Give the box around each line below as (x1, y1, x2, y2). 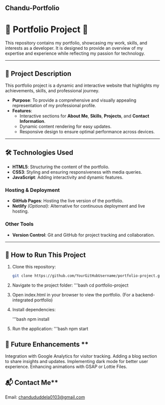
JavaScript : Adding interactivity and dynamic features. (12, 174, 124, 180)
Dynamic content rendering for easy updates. (19, 123, 112, 130)
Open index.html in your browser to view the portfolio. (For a (12, 292, 135, 298)
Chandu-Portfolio (5, 4, 60, 12)
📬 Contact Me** (5, 378, 58, 387)
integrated (12, 297, 33, 303)
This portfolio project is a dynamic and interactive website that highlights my (5, 82, 160, 88)
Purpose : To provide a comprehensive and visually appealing (12, 97, 137, 103)
